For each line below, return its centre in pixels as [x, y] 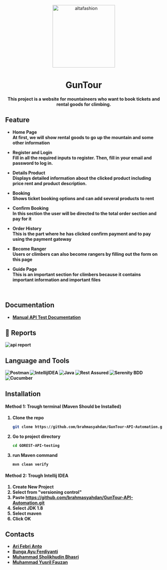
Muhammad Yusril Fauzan [40, 562]
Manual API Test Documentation [47, 317]
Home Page [25, 132]
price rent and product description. [50, 183]
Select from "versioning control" [47, 492]
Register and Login [32, 152]
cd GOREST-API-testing [36, 445]
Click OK [22, 518]
